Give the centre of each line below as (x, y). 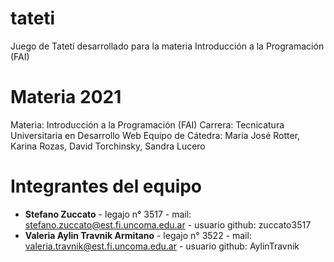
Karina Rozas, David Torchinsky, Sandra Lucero (108, 146)
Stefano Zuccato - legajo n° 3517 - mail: (108, 214)
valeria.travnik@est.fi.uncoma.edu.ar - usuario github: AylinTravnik (162, 246)
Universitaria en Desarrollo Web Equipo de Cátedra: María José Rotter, (155, 135)
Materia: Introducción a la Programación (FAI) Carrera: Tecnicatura (147, 124)
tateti (33, 18)
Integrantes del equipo (106, 186)
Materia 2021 (66, 97)
